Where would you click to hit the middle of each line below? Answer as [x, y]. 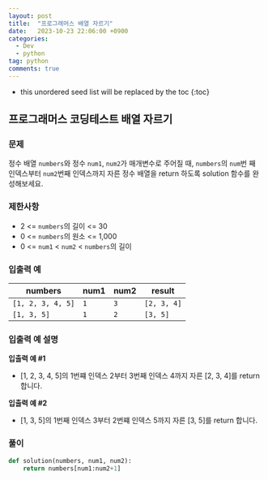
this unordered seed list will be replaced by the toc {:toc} [115, 92]
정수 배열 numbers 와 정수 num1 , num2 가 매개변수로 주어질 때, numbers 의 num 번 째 [132, 164]
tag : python [28, 62]
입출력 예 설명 [34, 339]
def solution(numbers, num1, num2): [70, 461]
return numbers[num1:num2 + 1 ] [72, 468]
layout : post [30, 16]
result [163, 291]
